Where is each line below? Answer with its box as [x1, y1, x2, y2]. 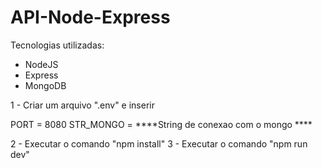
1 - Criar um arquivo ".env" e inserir [10, 99, 155, 111]
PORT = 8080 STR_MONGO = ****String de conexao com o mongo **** [10, 118, 313, 130]
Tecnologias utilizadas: [10, 39, 105, 51]
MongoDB [24, 79, 67, 91]
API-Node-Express [10, 6, 171, 29]
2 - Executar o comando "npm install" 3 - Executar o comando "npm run [10, 137, 308, 150]
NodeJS [24, 58, 59, 70]
